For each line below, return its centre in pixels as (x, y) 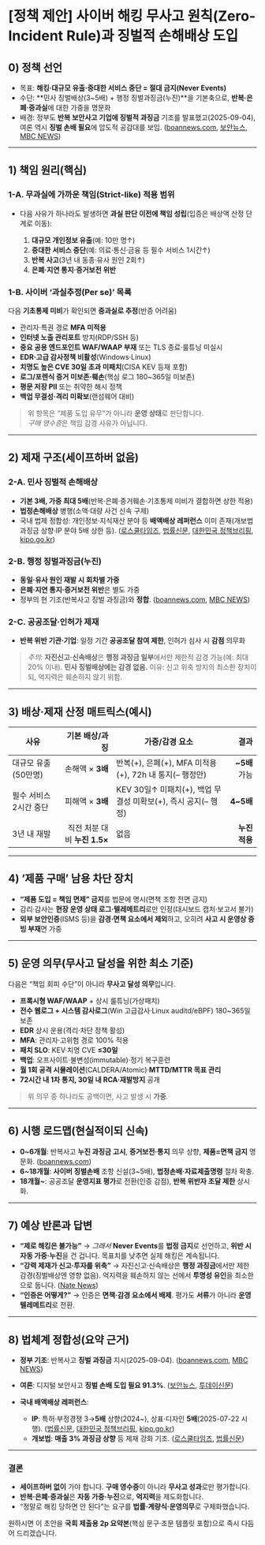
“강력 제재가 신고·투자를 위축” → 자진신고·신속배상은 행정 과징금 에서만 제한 (134, 1266)
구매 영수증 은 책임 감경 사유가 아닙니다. (88, 423)
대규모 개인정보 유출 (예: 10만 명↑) (83, 240)
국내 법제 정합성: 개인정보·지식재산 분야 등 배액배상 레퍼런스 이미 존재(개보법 (136, 521)
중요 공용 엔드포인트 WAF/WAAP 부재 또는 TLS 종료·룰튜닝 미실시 (121, 347)
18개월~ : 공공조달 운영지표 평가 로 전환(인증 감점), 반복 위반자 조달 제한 (127, 1181)
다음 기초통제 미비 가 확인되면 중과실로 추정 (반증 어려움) (93, 310)
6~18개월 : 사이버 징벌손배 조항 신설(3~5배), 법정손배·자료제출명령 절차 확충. (137, 1171)
